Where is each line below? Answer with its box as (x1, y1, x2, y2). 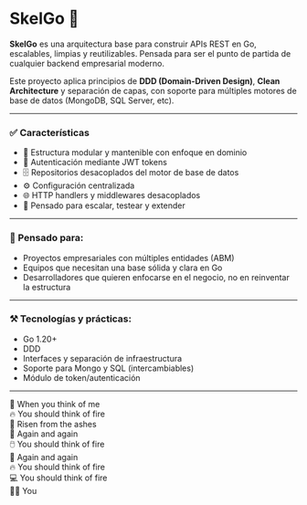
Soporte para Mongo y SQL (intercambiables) (22, 363, 195, 373)
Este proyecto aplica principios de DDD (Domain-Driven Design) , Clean (9, 75, 281, 86)
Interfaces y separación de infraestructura (22, 352, 183, 363)
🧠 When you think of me (9, 398, 101, 409)
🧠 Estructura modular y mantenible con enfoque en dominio (22, 147, 248, 158)
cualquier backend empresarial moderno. (9, 58, 165, 68)
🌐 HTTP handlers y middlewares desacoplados (22, 190, 201, 201)
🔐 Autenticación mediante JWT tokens (22, 157, 167, 168)
